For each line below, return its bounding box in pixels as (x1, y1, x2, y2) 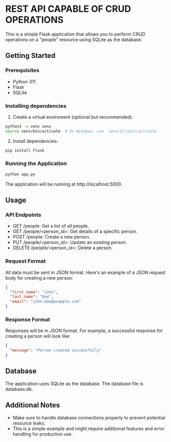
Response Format (5, 316, 50, 323)
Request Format (5, 257, 46, 265)
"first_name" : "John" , (10, 289, 58, 294)
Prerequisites (5, 67, 39, 74)
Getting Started (5, 51, 56, 60)
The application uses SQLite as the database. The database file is (5, 380, 143, 386)
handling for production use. (12, 431, 73, 437)
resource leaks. (12, 420, 46, 426)
